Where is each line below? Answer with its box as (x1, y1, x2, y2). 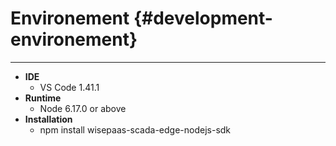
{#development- (133, 7, 273, 30)
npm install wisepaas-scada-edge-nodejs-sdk (39, 123, 232, 136)
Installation (24, 113, 73, 125)
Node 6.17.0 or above (39, 102, 127, 114)
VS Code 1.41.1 (39, 81, 100, 93)
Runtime (24, 92, 62, 104)
